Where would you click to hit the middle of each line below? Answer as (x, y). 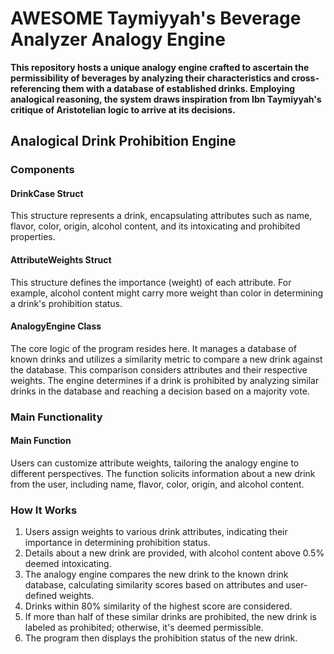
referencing (35, 88)
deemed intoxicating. (68, 564)
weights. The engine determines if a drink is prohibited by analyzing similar (165, 380)
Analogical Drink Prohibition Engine (123, 141)
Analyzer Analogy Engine (118, 39)
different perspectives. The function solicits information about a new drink (163, 473)
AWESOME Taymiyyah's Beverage (156, 18)
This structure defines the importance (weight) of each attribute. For (151, 282)
